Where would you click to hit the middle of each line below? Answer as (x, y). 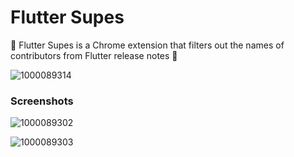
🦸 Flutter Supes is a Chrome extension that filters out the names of (147, 45)
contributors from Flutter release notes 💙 (94, 55)
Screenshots (42, 101)
